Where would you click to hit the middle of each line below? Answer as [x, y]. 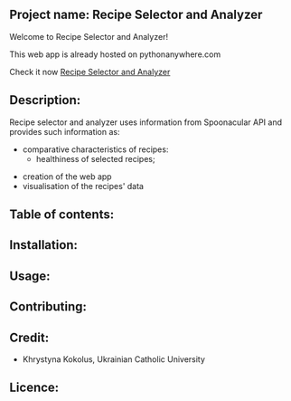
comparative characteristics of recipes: [95, 149]
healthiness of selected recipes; [95, 158]
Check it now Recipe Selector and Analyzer [90, 72]
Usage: [30, 276]
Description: [45, 100]
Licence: [34, 388]
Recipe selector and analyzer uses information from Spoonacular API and [146, 122]
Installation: [44, 245]
